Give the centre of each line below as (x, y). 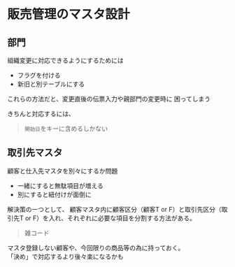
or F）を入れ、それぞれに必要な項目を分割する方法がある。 (110, 218)
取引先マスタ (35, 153)
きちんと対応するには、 (41, 114)
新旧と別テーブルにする (51, 84)
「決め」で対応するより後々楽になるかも (65, 257)
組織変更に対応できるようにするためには (65, 60)
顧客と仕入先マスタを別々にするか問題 (63, 171)
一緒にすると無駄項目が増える (60, 185)
